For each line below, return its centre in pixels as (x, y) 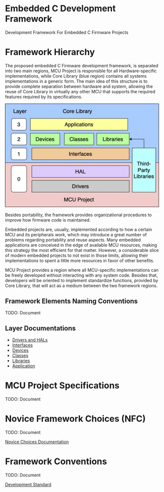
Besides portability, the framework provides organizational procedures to (79, 215)
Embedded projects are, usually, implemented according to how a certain (79, 229)
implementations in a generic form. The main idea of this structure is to (76, 81)
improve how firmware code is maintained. (48, 220)
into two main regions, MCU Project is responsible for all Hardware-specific (81, 71)
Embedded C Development (61, 9)
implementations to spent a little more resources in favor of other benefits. (80, 261)
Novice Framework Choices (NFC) (75, 419)
